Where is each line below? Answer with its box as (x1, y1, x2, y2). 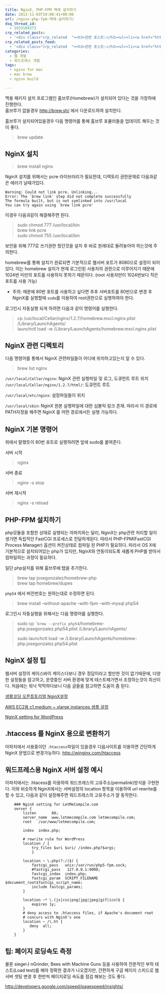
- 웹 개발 (9, 53, 27, 59)
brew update (17, 134, 43, 140)
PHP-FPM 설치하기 (5, 516, 61, 524)
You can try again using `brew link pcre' (5, 202, 94, 207)
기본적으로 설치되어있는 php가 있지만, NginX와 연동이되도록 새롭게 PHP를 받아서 (5, 548, 161, 554)
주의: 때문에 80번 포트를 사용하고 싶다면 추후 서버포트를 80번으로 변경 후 (12, 288, 152, 294)
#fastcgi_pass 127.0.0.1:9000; (31, 867, 100, 872)
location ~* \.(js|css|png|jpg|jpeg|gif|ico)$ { (23, 898, 125, 903)
